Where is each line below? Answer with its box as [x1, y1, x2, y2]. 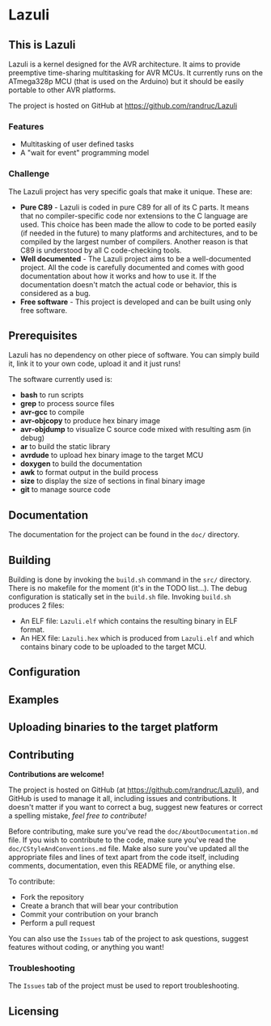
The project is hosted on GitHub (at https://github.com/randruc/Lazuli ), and [8, 785, 259, 795]
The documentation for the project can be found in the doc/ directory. [8, 530, 240, 540]
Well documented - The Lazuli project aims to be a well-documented [19, 253, 252, 264]
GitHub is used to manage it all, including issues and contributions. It [8, 794, 237, 803]
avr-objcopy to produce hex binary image [19, 416, 160, 426]
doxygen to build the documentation [19, 459, 143, 468]
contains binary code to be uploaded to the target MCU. [19, 642, 207, 652]
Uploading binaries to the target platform [8, 720, 218, 734]
